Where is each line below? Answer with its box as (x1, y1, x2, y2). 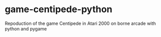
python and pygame (5, 25, 47, 31)
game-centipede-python (5, 4, 113, 15)
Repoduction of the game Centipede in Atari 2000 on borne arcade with (5, 20, 156, 26)
